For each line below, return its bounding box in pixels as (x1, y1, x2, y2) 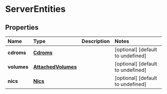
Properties (5, 23, 39, 32)
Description (82, 38, 110, 45)
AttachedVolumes (33, 63, 77, 70)
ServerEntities (5, 3, 66, 15)
